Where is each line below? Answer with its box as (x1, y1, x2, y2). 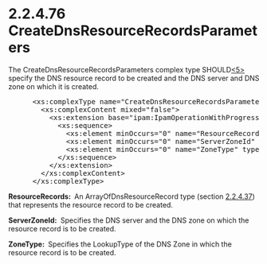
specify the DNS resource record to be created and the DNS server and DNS (8, 73, 260, 83)
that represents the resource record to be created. (8, 200, 174, 209)
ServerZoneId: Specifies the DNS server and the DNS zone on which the (8, 215, 249, 225)
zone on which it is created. (8, 81, 100, 91)
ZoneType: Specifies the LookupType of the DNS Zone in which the (8, 239, 233, 249)
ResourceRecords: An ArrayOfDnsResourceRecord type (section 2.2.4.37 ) (8, 192, 255, 201)
